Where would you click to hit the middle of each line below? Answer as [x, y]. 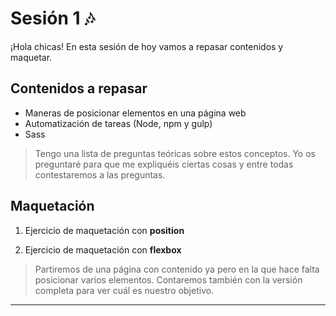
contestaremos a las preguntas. [100, 174]
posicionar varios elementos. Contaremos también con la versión [168, 279]
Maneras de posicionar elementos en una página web [135, 113]
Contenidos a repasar [79, 88]
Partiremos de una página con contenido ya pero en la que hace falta [177, 269]
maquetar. [31, 57]
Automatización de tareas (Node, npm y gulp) [118, 123]
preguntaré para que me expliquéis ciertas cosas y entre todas [164, 164]
